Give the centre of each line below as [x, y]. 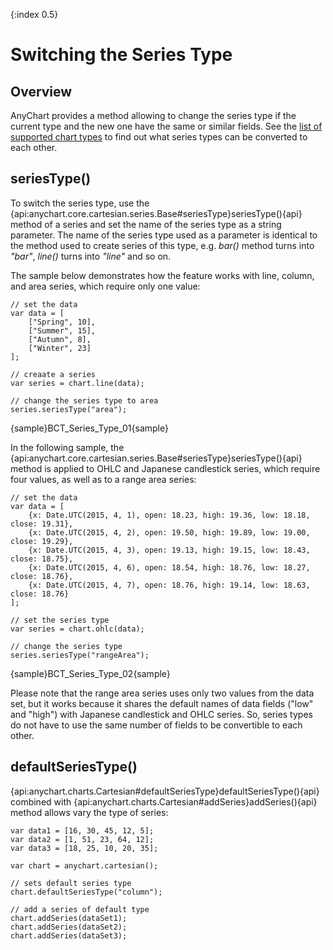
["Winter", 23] [60, 348]
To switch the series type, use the [80, 203]
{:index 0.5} [34, 14]
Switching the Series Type [121, 55]
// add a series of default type [80, 909]
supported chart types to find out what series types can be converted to [159, 137]
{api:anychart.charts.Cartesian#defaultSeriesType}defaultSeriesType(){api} [165, 791]
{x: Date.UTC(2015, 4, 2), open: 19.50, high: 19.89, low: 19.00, [169, 532]
